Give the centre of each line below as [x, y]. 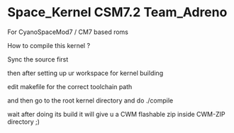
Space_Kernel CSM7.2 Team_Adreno [117, 12]
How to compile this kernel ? [49, 45]
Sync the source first [38, 59]
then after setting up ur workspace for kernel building [85, 73]
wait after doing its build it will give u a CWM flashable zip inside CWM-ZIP [116, 114]
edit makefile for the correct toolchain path [70, 86]
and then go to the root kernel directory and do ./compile [90, 100]
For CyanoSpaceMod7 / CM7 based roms [68, 32]
